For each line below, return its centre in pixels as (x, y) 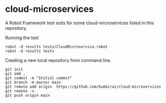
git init (14, 69)
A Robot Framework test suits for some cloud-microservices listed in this (80, 23)
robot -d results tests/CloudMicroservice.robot (56, 47)
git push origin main (28, 95)
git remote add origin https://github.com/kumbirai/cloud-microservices (83, 87)
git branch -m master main (33, 82)
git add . (15, 74)
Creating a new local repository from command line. (58, 60)
